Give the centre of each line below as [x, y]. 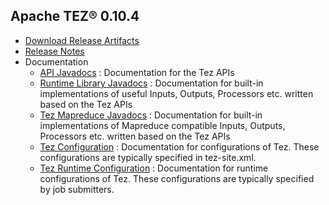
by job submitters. [77, 189]
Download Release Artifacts [82, 40]
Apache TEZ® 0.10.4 [75, 16]
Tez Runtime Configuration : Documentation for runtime [154, 168]
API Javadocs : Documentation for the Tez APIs [137, 72]
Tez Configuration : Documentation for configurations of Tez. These [179, 146]
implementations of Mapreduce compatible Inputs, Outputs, [162, 125]
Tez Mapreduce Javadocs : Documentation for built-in [151, 115]
